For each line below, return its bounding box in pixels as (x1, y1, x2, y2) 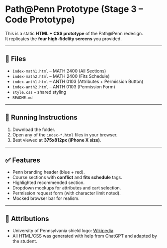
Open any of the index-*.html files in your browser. (12, 131, 118, 137)
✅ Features (5, 156, 41, 164)
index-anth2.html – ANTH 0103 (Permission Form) (12, 83, 115, 90)
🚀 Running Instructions (5, 113, 78, 122)
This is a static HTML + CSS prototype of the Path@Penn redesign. (5, 30, 143, 36)
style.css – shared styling (12, 89, 67, 95)
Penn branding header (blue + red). (12, 169, 85, 175)
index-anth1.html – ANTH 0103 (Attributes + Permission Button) (12, 78, 144, 84)
